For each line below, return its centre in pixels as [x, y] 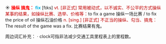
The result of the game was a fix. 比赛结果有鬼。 [55, 26]
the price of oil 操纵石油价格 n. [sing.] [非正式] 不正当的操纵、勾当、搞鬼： [81, 20]
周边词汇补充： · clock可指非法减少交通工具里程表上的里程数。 [69, 36]
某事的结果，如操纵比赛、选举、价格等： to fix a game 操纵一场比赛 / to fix [81, 14]
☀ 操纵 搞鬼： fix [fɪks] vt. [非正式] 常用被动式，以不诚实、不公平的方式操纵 [83, 8]
